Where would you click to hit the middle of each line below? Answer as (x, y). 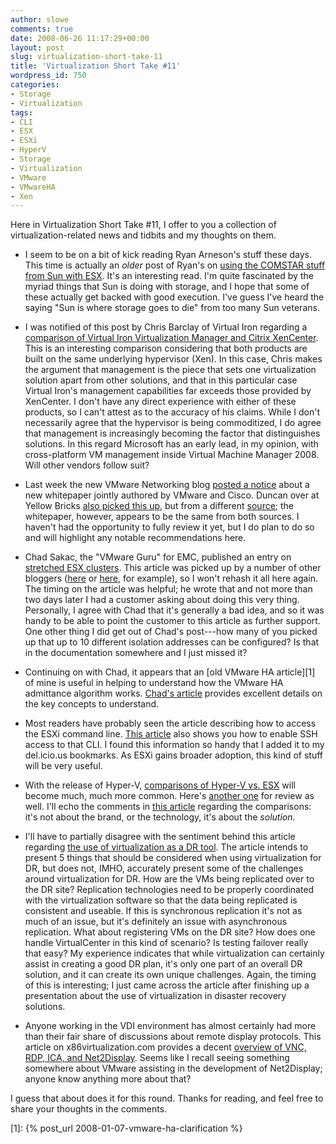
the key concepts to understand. (92, 704)
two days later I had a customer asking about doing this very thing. (162, 600)
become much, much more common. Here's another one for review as (169, 796)
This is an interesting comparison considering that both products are (166, 348)
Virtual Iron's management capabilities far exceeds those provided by (168, 391)
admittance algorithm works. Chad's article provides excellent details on (173, 693)
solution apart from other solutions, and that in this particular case (161, 380)
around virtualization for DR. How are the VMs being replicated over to (169, 879)
